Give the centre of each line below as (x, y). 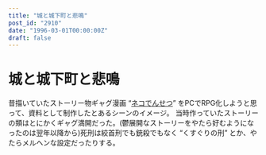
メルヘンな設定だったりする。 (71, 143)
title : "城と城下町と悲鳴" (48, 15)
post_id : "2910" (35, 23)
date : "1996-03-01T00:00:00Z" (58, 30)
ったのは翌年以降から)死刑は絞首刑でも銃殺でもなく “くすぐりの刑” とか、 (129, 133)
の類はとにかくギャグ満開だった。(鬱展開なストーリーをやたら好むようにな (131, 123)
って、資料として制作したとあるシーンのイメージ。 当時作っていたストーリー (134, 113)
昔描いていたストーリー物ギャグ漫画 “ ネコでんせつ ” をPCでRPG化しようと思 (133, 103)
